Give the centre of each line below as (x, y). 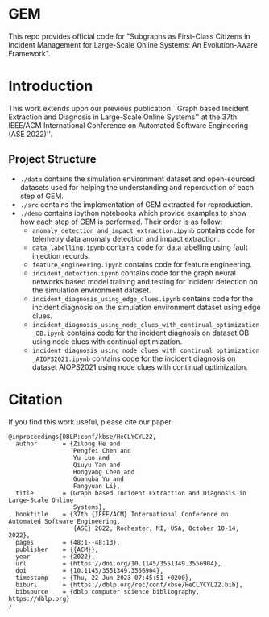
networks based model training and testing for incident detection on (145, 281)
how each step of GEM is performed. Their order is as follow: (121, 222)
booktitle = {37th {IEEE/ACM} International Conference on (122, 514)
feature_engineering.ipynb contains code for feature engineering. (142, 264)
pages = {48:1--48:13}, (68, 542)
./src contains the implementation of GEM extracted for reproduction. (136, 204)
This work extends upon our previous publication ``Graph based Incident (129, 108)
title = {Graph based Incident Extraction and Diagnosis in (131, 493)
